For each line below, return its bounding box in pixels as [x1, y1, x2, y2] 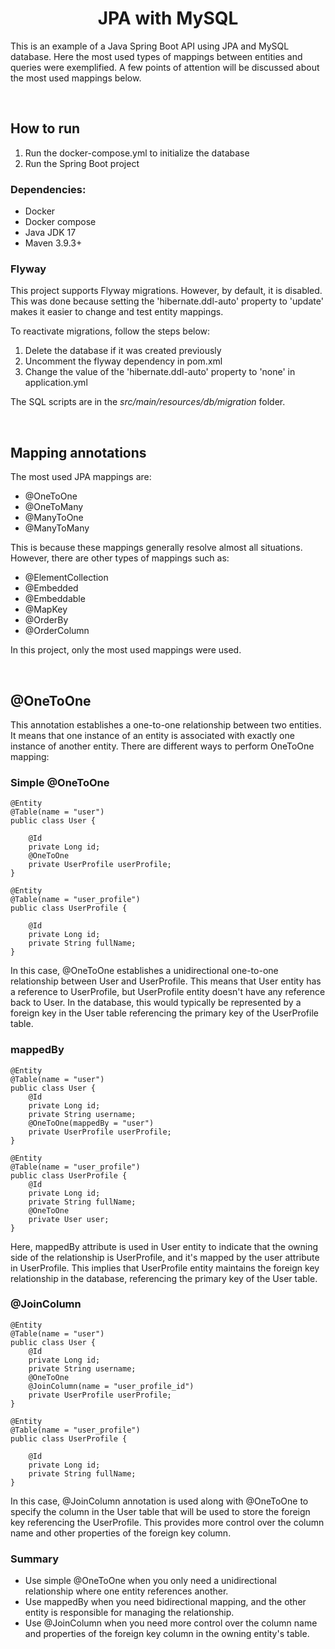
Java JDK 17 [24, 227, 77, 239]
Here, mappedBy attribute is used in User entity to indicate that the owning [10, 1240, 319, 1252]
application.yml [24, 377, 88, 389]
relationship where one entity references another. [24, 1585, 229, 1597]
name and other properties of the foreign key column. [10, 1527, 232, 1539]
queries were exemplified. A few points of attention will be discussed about [10, 61, 320, 73]
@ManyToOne [24, 512, 84, 524]
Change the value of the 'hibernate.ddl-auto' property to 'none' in [24, 366, 296, 378]
